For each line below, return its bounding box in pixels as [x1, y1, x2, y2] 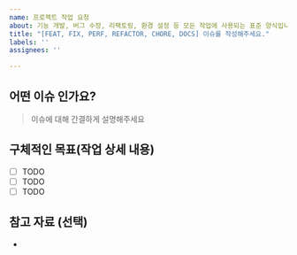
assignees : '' [9, 46, 62, 55]
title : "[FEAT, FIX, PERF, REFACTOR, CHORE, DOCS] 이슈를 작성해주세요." [9, 29, 270, 38]
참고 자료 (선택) [9, 214, 88, 230]
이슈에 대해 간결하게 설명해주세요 [30, 113, 145, 124]
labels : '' [9, 37, 49, 47]
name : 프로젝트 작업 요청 [9, 12, 90, 22]
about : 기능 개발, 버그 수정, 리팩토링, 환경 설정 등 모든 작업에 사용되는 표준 [9, 21, 263, 30]
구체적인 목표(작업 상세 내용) [9, 143, 155, 158]
